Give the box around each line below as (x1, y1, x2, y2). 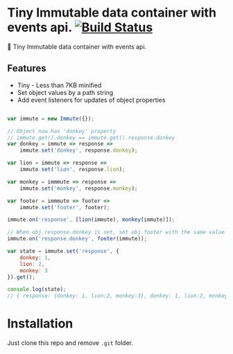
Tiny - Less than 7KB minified (17, 81, 102, 89)
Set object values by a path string (17, 88, 114, 96)
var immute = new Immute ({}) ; (7, 115, 95, 122)
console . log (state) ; (7, 286, 67, 293)
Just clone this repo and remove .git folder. (7, 339, 134, 347)
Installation (7, 316, 74, 332)
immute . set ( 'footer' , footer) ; (19, 204, 110, 211)
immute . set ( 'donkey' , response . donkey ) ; (19, 147, 138, 154)
